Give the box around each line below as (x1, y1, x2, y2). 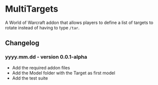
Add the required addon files (12, 64, 70, 70)
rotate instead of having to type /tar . (5, 24, 80, 30)
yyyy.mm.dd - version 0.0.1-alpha (5, 54, 87, 61)
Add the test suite (12, 75, 48, 81)
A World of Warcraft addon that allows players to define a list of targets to (5, 20, 154, 25)
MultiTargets (5, 3, 59, 15)
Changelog (5, 39, 40, 47)
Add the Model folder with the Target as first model (12, 70, 115, 76)
